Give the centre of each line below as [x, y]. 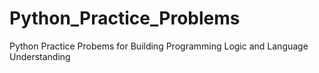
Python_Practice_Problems [125, 18]
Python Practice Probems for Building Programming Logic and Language [159, 46]
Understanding [40, 56]
